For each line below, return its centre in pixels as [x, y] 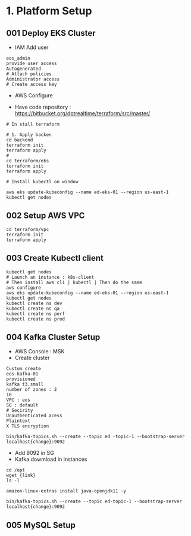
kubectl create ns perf [36, 314]
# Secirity [20, 411]
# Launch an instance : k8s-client [50, 277]
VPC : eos [18, 400]
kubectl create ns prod [36, 319]
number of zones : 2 [32, 390]
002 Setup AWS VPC [46, 216]
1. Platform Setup [49, 11]
